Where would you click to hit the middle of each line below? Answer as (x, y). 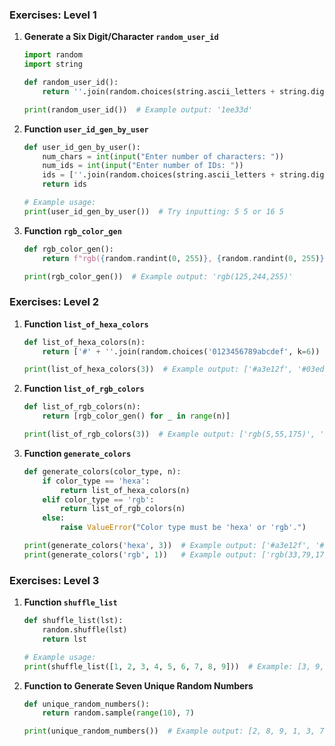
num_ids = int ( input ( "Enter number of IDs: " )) (143, 166)
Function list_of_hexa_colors (86, 324)
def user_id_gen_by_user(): (82, 147)
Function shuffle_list (70, 602)
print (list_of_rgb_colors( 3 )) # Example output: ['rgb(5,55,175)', (169, 434)
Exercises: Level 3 (54, 580)
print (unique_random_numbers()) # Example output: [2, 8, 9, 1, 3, (169, 731)
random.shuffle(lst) (85, 630)
